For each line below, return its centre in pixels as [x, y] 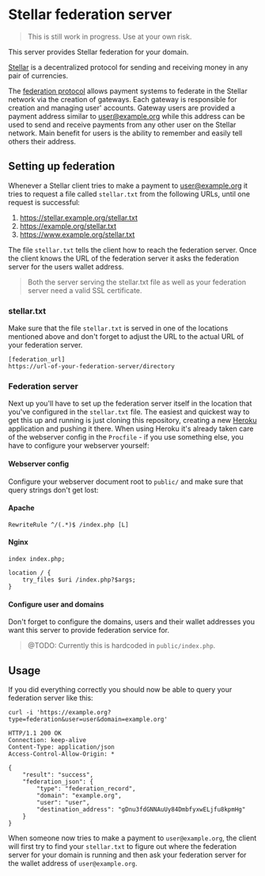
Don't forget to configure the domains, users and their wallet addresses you [132, 622]
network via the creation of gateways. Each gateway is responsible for [123, 99]
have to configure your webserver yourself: [79, 446]
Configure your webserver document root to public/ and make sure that [126, 482]
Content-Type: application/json [61, 747]
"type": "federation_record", [86, 788]
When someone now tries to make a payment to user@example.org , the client [132, 838]
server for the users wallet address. [66, 266]
